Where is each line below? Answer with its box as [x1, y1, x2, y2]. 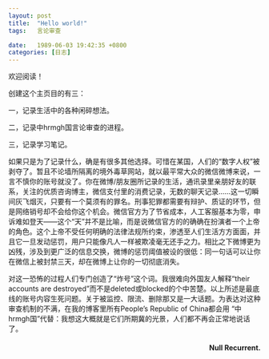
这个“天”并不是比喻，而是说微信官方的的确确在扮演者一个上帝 [57, 217, 260, 227]
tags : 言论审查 [8, 26, 62, 34]
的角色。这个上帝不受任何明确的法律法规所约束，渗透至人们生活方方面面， [8, 227, 254, 236]
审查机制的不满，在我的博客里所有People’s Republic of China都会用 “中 [8, 304, 242, 313]
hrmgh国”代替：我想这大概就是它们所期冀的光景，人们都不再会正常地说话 [8, 314, 251, 324]
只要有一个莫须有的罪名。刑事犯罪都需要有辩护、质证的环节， [50, 197, 254, 207]
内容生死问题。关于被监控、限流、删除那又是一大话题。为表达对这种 [35, 294, 261, 304]
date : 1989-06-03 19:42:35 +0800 [8, 41, 127, 49]
